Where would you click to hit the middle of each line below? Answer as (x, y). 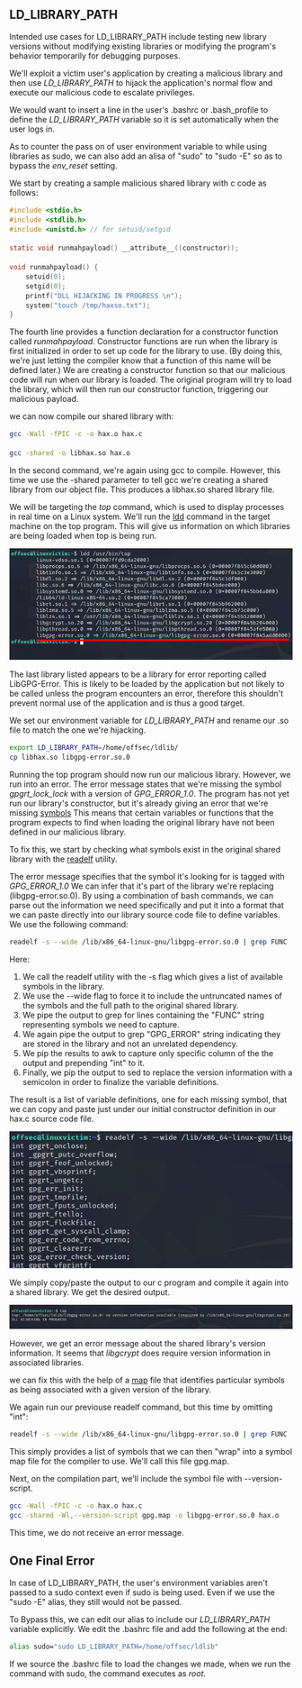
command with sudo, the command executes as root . (108, 1673)
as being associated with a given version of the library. (111, 1390)
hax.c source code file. (52, 1119)
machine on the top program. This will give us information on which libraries (150, 525)
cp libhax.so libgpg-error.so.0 (70, 757)
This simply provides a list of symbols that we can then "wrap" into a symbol (151, 1452)
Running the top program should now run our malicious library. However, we (150, 775)
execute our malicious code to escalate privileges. (102, 92)
